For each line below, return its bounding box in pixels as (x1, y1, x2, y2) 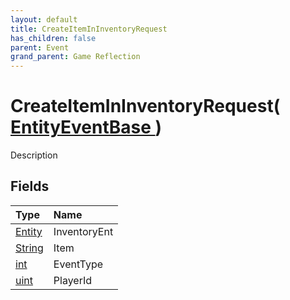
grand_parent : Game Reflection (10, 52, 141, 62)
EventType (53, 257, 104, 271)
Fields (10, 178, 50, 195)
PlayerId (53, 273, 93, 287)
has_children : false (10, 33, 97, 43)
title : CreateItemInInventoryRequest (10, 24, 168, 34)
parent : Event (10, 42, 70, 53)
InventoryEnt (53, 224, 114, 238)
